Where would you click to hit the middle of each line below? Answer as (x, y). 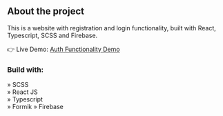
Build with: (26, 70)
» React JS (22, 92)
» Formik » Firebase (36, 107)
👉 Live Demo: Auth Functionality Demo (64, 49)
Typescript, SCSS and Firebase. (52, 35)
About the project (46, 11)
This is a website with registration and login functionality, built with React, (111, 28)
